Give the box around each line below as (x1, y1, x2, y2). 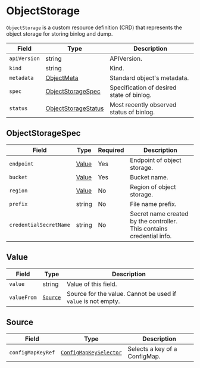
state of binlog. (110, 91, 152, 99)
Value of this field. (66, 280, 117, 288)
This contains (130, 224, 168, 233)
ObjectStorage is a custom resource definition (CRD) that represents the (6, 24, 183, 31)
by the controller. (130, 217, 177, 225)
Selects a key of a (127, 345, 177, 353)
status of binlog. (110, 108, 155, 116)
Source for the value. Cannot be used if (66, 289, 177, 298)
